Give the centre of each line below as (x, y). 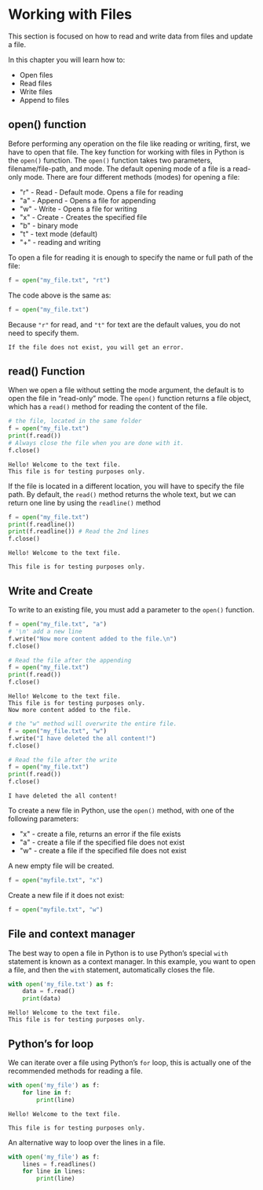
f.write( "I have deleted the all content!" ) (82, 738)
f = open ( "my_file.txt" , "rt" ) (59, 280)
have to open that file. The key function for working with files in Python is (126, 151)
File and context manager (72, 934)
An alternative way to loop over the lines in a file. (87, 1142)
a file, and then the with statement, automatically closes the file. (111, 969)
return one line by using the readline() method (84, 502)
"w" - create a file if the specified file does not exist (103, 851)
